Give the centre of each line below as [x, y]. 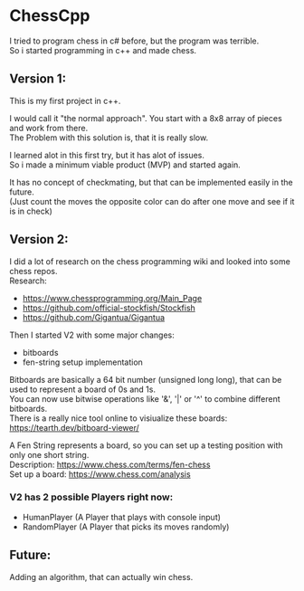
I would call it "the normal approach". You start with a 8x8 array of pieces [146, 118]
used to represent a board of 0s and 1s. [83, 389]
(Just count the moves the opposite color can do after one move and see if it [152, 201]
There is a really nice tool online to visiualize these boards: [119, 418]
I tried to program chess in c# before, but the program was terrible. [134, 41]
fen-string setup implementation [82, 362]
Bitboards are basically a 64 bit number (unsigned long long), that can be [146, 379]
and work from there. [49, 128]
